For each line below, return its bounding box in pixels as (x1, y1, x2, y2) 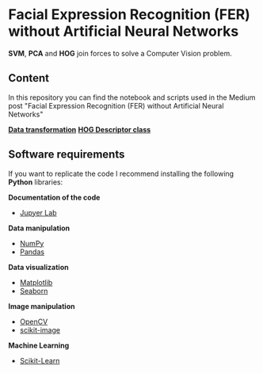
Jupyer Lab (19, 207, 57, 217)
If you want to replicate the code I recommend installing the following (8, 169, 234, 178)
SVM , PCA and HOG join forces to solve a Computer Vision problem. (8, 48, 232, 58)
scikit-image (19, 325, 61, 334)
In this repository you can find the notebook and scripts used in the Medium (8, 93, 256, 102)
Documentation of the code (8, 192, 101, 202)
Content (8, 71, 50, 85)
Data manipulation (8, 223, 70, 233)
